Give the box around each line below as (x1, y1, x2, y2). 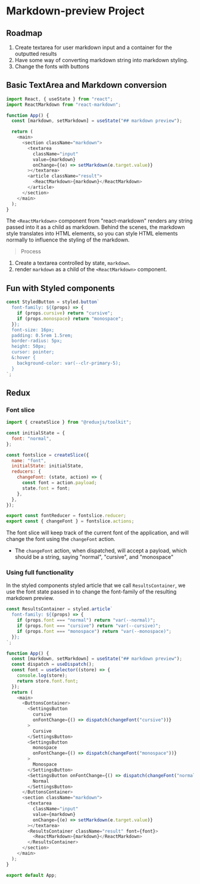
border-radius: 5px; (11, 338, 62, 344)
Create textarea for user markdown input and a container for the (14, 44, 173, 51)
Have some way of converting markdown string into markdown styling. (14, 57, 189, 63)
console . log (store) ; (17, 672, 68, 679)
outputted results (14, 50, 57, 57)
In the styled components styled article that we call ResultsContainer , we (6, 582, 186, 589)
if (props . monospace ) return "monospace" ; (17, 316, 124, 322)
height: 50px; (11, 344, 46, 350)
